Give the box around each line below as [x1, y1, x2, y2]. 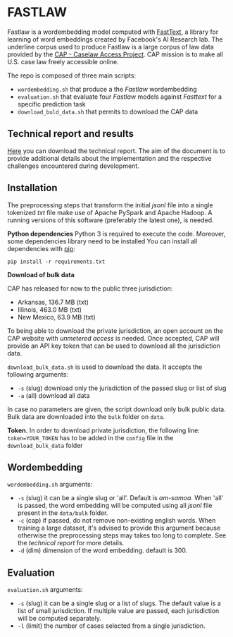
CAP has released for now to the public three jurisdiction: [7, 284, 173, 293]
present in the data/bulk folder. [17, 509, 108, 517]
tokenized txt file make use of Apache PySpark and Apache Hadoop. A [7, 208, 213, 217]
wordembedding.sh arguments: [7, 480, 93, 489]
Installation [7, 182, 58, 194]
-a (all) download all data [17, 391, 90, 399]
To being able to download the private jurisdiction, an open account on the [7, 326, 223, 335]
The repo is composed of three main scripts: [7, 71, 136, 80]
